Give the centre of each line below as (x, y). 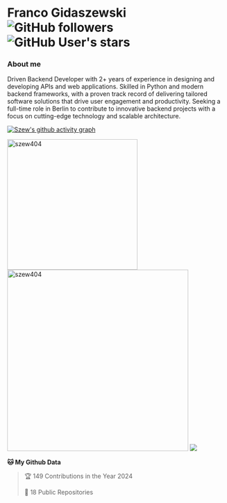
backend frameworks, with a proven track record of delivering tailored (107, 94)
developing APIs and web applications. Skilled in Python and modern (106, 87)
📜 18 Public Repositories (59, 493)
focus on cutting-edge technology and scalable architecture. (94, 116)
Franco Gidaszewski (67, 13)
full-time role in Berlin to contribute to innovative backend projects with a (111, 109)
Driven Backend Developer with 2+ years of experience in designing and (111, 79)
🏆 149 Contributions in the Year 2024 (78, 476)
